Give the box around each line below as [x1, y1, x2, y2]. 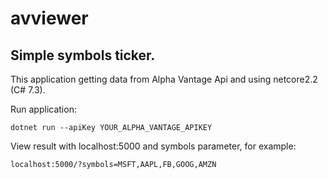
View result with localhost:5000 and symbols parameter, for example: [10, 140, 297, 152]
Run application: [10, 103, 77, 115]
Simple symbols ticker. [10, 47, 156, 64]
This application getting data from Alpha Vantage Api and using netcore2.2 [10, 73, 318, 85]
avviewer [10, 7, 89, 30]
